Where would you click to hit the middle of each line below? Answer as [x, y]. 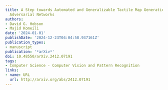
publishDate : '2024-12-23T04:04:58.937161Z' [52, 38]
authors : [14, 19]
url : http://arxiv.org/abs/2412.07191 [50, 79]
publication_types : [25, 42]
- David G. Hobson [24, 24]
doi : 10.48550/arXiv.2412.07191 [39, 56]
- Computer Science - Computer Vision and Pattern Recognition [72, 65]
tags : [11, 61]
